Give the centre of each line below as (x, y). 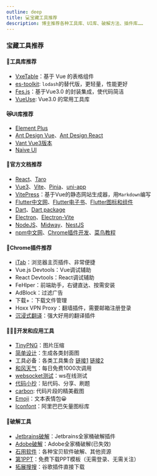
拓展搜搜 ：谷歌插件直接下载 (50, 466)
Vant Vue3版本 (34, 143)
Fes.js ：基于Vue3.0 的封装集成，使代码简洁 (69, 91)
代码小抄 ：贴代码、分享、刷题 (52, 383)
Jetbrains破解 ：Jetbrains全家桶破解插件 (65, 436)
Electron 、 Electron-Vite (44, 217)
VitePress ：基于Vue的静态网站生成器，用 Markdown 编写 (83, 194)
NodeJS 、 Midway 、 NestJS (49, 225)
